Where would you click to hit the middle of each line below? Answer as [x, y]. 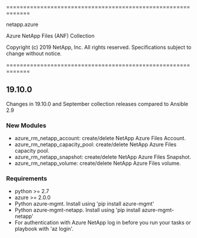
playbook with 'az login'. [44, 229]
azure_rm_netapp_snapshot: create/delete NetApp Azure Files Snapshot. [103, 157]
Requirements [27, 178]
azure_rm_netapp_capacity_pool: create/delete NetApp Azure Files [96, 144]
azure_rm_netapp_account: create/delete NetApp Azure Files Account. [100, 138]
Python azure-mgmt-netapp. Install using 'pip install [78, 210]
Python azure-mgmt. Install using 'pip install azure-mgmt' [84, 204]
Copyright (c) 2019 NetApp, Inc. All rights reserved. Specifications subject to [99, 47]
